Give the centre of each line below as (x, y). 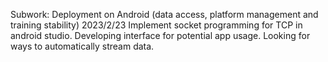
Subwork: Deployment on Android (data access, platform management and (164, 14)
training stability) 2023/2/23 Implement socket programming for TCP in (156, 25)
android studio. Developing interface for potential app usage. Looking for (160, 35)
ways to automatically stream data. (82, 46)
